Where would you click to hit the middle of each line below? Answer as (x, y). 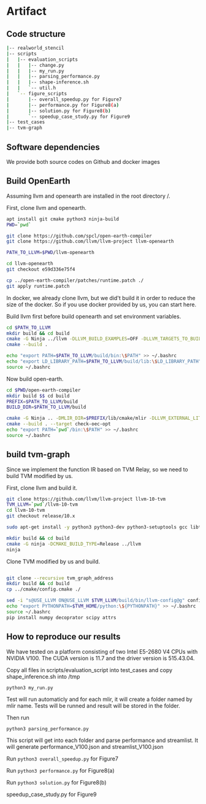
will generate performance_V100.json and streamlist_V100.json (85, 747)
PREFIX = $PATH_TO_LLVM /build (42, 401)
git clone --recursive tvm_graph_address (60, 578)
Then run (18, 718)
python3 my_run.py (30, 688)
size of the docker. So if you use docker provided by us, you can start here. (101, 304)
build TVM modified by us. (40, 476)
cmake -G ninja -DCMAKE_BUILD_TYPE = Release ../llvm (74, 544)
